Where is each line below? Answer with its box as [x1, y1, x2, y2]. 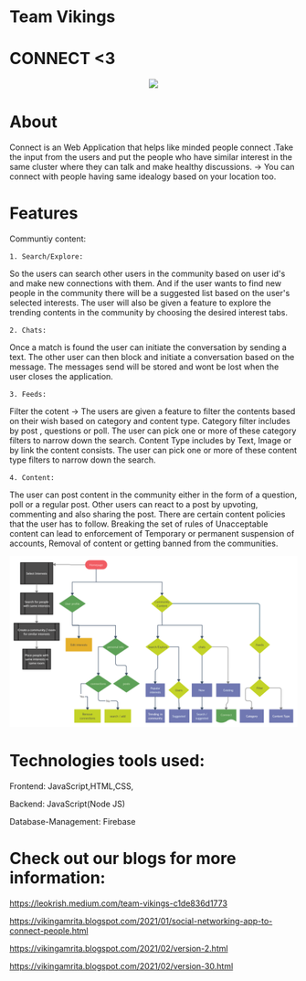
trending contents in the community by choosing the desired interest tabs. [9, 307, 289, 317]
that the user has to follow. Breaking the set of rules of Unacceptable [9, 518, 269, 529]
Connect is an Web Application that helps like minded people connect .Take [9, 142, 294, 153]
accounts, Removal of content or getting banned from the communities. [9, 538, 279, 549]
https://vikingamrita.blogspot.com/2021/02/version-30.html [9, 961, 234, 972]
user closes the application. [9, 371, 114, 381]
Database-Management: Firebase [9, 816, 136, 827]
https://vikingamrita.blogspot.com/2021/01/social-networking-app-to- [9, 916, 273, 927]
